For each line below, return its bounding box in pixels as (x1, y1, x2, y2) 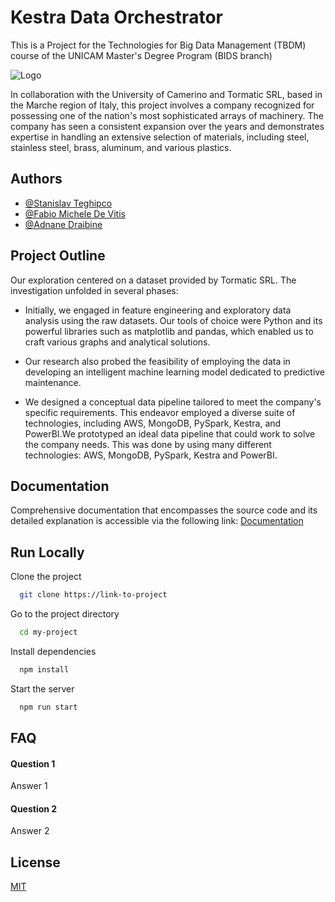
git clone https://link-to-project (19, 590, 168, 600)
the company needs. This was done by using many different (24, 438, 272, 450)
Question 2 (10, 802, 58, 815)
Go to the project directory (10, 608, 120, 620)
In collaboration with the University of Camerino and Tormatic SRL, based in (10, 88, 323, 100)
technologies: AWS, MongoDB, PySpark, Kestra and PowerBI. (24, 449, 278, 461)
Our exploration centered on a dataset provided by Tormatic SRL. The (10, 274, 297, 286)
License (10, 854, 61, 871)
